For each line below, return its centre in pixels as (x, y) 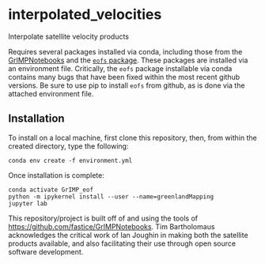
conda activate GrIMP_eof (51, 190)
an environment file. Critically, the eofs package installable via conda (120, 68)
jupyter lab (28, 203)
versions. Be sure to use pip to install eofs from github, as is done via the (127, 85)
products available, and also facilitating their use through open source (122, 243)
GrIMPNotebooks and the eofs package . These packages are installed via (128, 60)
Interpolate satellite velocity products (68, 36)
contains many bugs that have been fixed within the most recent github (124, 77)
